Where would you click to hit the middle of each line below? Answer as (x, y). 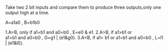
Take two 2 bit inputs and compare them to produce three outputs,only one (83, 7)
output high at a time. (27, 13)
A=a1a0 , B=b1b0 (23, 22)
